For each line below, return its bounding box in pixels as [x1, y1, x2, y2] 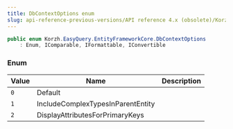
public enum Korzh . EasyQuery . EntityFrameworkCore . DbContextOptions [7, 35, 207, 42]
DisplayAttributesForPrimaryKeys [37, 110, 144, 119]
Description [162, 76, 201, 86]
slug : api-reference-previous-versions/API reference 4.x [7, 17, 178, 23]
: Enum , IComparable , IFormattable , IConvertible [19, 42, 166, 49]
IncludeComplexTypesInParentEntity [37, 99, 155, 108]
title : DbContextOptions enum [7, 10, 95, 17]
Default [37, 88, 61, 97]
